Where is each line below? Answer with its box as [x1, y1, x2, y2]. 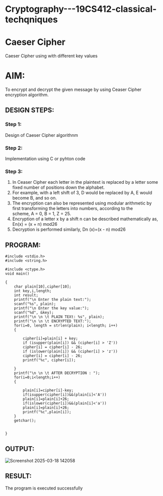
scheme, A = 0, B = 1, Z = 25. [12, 211, 71, 217]
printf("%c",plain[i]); [23, 410, 71, 414]
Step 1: [5, 121, 22, 128]
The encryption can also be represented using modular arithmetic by [12, 200, 152, 206]
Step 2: [5, 144, 23, 151]
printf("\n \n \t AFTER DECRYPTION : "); [14, 371, 100, 376]
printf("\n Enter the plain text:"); [14, 297, 92, 302]
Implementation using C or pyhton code [5, 156, 86, 162]
